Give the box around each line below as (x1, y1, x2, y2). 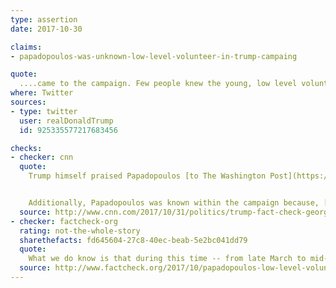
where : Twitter (10, 88, 74, 98)
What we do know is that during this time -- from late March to (28, 254, 307, 264)
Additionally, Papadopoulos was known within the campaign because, (28, 198, 320, 208)
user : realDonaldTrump (19, 116, 114, 126)
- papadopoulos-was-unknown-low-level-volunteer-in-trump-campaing (10, 51, 298, 61)
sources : (10, 97, 47, 107)
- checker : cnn (10, 152, 74, 163)
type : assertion (10, 14, 78, 25)
